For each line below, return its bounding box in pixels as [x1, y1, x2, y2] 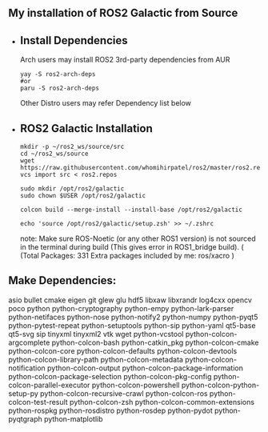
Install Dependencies [19, 34, 128, 47]
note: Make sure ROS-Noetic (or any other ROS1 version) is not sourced [19, 234, 256, 243]
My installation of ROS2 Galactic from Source [8, 6, 238, 20]
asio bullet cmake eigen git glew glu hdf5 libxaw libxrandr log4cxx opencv [8, 295, 252, 305]
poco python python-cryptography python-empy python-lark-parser [8, 303, 234, 313]
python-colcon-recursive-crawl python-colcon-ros [39, 388, 208, 398]
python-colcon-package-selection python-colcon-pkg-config [8, 371, 212, 381]
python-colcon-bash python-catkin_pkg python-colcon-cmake [51, 338, 259, 347]
